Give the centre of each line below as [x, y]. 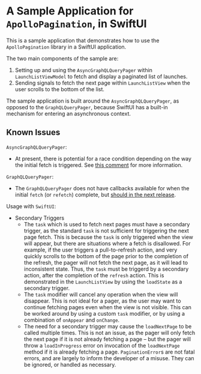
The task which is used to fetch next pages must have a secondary [107, 224]
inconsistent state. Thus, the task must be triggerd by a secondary [106, 269]
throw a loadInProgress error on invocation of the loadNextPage [102, 345]
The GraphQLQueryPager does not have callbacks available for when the [102, 188]
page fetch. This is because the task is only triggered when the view [109, 237]
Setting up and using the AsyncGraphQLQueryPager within [84, 70]
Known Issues [33, 132]
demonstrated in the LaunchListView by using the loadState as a [103, 282]
